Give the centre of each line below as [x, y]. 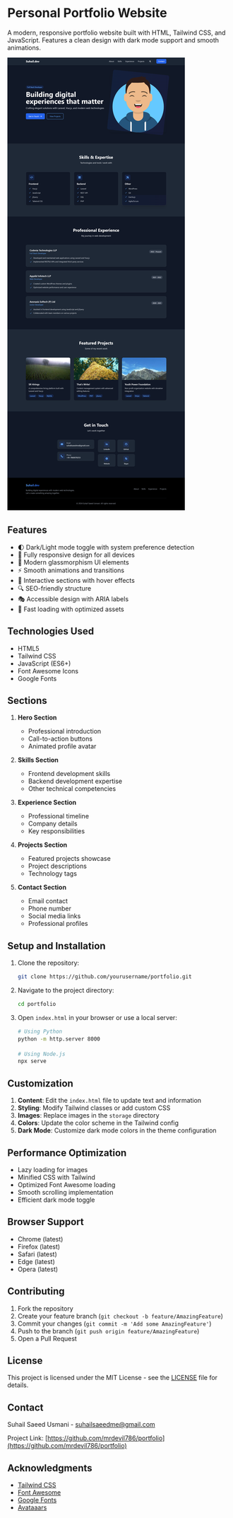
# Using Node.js [41, 1054]
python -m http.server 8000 [59, 1039]
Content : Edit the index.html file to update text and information [109, 1101]
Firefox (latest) [39, 1246]
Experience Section [47, 803]
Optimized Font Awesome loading [66, 1184]
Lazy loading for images [53, 1169]
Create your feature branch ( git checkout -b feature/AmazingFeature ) [120, 1316]
